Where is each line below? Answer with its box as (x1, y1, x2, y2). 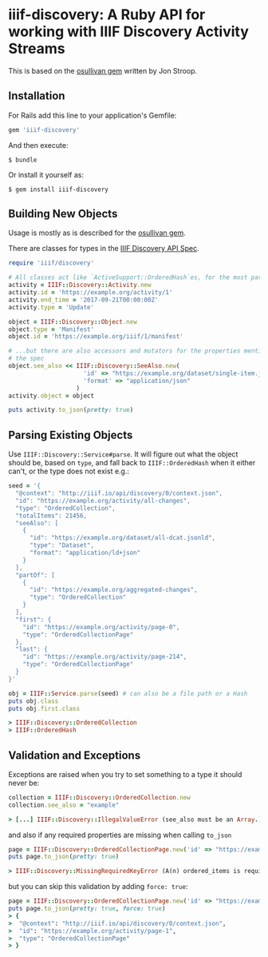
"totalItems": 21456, (15, 512, 88, 520)
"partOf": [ (15, 571, 56, 579)
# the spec (8, 354, 45, 363)
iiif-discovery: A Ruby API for (8, 6, 206, 24)
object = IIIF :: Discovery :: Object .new (8, 317, 137, 325)
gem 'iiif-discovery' (8, 126, 81, 134)
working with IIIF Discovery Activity (8, 22, 250, 41)
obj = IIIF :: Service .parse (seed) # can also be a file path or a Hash (8, 689, 248, 697)
